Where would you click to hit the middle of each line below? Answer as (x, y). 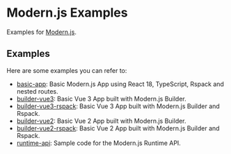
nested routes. (37, 91)
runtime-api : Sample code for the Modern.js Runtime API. (99, 143)
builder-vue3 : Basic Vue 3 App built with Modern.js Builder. (102, 99)
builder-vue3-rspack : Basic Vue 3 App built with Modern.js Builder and (118, 106)
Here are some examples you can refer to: (67, 70)
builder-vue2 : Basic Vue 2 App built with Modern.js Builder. (101, 121)
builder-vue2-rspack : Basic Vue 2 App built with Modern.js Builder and (118, 128)
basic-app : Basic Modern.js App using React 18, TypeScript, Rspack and (120, 84)
